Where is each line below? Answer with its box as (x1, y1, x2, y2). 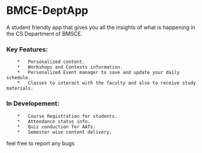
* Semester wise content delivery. (17, 129, 112, 135)
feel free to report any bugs (6, 140, 75, 147)
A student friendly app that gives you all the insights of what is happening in (6, 24, 195, 31)
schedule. (6, 75, 31, 81)
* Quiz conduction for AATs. (17, 123, 96, 130)
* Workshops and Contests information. (17, 64, 123, 70)
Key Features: (6, 45, 48, 53)
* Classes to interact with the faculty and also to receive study (17, 80, 197, 86)
